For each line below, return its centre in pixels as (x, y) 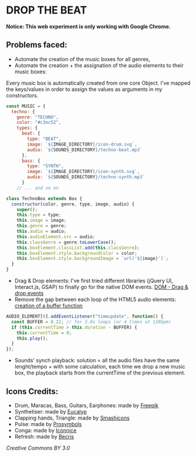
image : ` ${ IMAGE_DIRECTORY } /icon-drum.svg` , (82, 144)
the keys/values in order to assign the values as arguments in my (84, 89)
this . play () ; (32, 338)
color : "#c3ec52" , (39, 123)
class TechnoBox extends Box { (44, 198)
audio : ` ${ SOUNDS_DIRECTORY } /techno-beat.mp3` (85, 150)
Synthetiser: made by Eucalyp (51, 411)
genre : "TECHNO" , (38, 117)
